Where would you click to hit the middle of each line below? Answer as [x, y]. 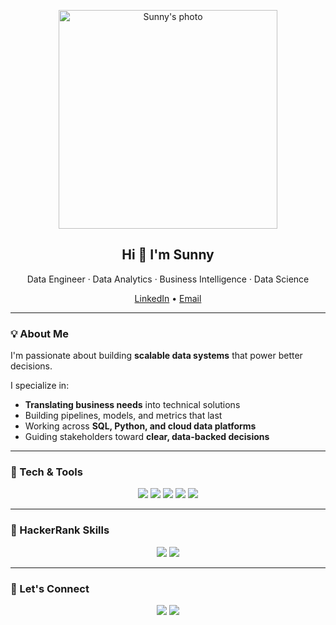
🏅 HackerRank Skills [60, 530]
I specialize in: [40, 386]
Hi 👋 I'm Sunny [168, 255]
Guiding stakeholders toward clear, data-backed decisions [147, 437]
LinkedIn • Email [168, 298]
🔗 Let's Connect [50, 588]
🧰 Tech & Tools [46, 472]
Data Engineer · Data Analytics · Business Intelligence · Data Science [168, 279]
